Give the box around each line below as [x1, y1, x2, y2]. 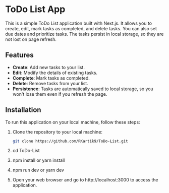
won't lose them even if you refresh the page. [12, 91, 107, 97]
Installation [5, 106, 41, 114]
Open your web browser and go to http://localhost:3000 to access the [12, 177, 158, 183]
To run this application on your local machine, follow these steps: [5, 119, 140, 125]
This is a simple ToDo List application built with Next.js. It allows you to [5, 20, 152, 26]
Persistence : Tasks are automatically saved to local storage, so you [12, 86, 154, 92]
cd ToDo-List [12, 148, 40, 154]
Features [5, 51, 34, 59]
